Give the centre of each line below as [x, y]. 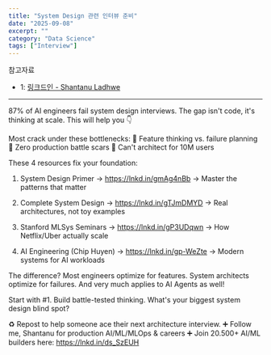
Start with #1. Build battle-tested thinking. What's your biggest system [124, 300]
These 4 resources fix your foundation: [73, 163]
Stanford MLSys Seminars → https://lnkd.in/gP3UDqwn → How [125, 227]
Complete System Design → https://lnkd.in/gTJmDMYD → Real [124, 203]
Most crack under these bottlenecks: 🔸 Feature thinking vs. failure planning [133, 139]
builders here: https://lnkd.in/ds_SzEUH [74, 342]
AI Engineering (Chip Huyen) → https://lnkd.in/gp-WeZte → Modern [132, 251]
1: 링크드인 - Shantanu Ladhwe [70, 87]
